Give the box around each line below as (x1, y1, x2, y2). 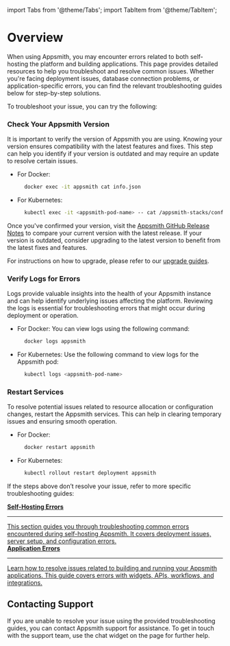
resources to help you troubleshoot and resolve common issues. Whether (7, 67, 214, 75)
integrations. (7, 579, 43, 587)
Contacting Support (7, 599, 94, 610)
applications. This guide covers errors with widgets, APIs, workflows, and (7, 571, 214, 579)
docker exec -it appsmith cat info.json (24, 183, 142, 191)
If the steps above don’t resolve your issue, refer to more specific (7, 482, 192, 490)
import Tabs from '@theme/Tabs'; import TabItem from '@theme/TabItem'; (7, 6, 218, 14)
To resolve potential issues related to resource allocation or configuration (7, 403, 214, 411)
